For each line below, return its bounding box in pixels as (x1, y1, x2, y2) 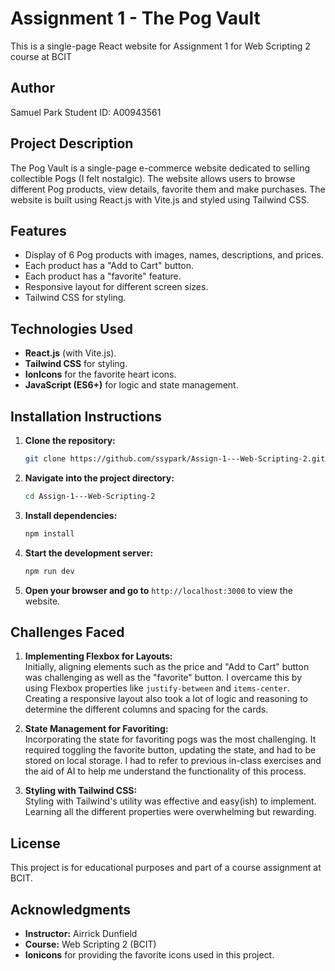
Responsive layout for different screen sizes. (24, 281, 209, 293)
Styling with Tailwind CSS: (24, 785, 138, 797)
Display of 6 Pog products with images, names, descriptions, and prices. (24, 249, 324, 261)
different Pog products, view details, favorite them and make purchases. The (10, 183, 326, 195)
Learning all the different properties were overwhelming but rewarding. (24, 806, 317, 818)
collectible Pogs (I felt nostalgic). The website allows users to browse (10, 172, 296, 184)
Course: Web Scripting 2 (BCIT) (24, 938, 157, 950)
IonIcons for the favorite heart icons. (24, 368, 177, 381)
